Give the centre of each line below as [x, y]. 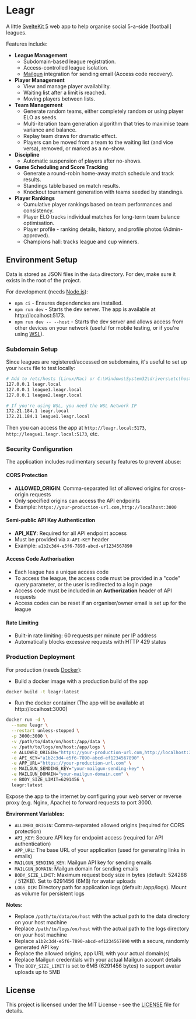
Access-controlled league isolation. [66, 67]
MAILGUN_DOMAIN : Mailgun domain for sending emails [76, 868]
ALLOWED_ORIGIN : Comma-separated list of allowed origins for [92, 488]
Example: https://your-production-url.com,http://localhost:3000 [95, 507]
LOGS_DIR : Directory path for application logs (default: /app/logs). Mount [100, 887]
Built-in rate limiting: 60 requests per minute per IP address [85, 635]
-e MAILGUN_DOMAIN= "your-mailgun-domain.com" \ [70, 774]
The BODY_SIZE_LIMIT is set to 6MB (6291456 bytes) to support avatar [98, 966]
